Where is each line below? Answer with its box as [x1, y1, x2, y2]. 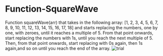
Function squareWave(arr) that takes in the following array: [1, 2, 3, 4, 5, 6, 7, [5, 19, 159, 25]
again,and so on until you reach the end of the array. [5, 45, 111, 51]
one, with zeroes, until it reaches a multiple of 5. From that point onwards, [5, 30, 154, 36]
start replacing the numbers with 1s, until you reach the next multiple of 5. [5, 35, 153, 41]
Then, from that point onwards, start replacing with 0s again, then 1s [5, 40, 143, 46]
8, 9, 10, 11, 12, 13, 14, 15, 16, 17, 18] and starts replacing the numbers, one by [5, 24, 158, 30]
